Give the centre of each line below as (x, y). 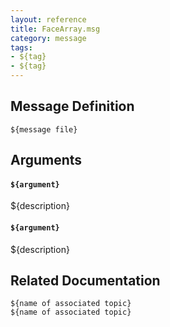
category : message (48, 38)
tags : (21, 47)
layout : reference (48, 19)
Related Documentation (85, 280)
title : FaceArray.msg (55, 29)
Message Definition (72, 106)
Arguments (46, 160)
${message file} (44, 129)
